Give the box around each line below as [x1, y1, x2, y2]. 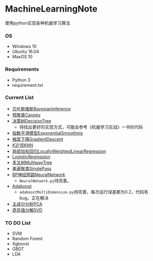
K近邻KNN [12, 142, 33, 148]
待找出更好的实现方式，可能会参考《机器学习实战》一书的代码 [19, 124, 143, 130]
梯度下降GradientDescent [12, 136, 64, 142]
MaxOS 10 [12, 54, 33, 60]
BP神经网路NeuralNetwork [12, 171, 66, 178]
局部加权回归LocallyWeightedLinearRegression [12, 148, 106, 154]
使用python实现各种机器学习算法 [5, 20, 70, 26]
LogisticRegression [12, 154, 51, 160]
